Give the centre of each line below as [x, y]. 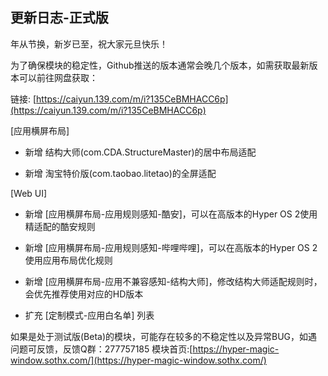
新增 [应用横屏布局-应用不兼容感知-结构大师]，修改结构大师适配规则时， [173, 281]
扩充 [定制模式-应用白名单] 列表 [89, 315]
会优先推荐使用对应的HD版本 [84, 294]
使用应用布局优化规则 [68, 260]
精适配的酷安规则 [60, 226]
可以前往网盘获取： [58, 77]
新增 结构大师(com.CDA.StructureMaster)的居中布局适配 [140, 152]
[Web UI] [29, 193]
